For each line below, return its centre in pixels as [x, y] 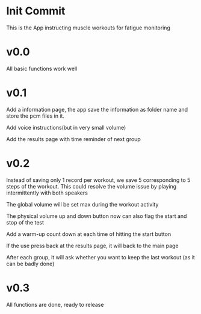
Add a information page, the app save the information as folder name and [97, 109]
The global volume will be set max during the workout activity [82, 204]
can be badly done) [30, 264]
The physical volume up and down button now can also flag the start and [97, 216]
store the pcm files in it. [36, 116]
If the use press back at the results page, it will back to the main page [92, 246]
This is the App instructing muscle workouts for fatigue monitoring [88, 28]
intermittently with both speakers [47, 193]
